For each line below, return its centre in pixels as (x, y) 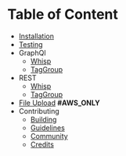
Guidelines (48, 128)
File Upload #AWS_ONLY (59, 103)
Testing (31, 44)
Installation (36, 36)
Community (49, 136)
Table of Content (63, 15)
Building (43, 119)
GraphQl (32, 53)
